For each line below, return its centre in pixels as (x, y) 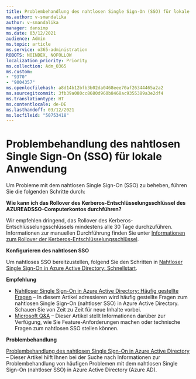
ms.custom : (19, 72)
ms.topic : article (28, 45)
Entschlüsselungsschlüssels (40, 227)
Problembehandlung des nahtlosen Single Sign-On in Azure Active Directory (98, 351)
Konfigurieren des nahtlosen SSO (48, 251)
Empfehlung (21, 280)
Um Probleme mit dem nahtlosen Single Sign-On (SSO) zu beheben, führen (97, 185)
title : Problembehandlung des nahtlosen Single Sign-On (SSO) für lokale (98, 11)
